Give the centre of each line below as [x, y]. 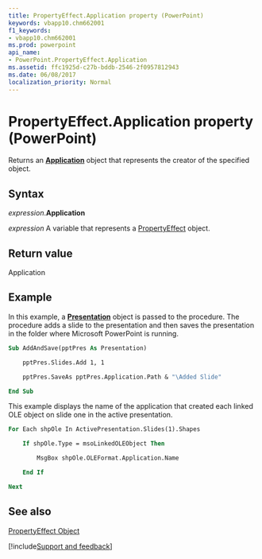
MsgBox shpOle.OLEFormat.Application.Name [108, 458]
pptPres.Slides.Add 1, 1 [64, 363]
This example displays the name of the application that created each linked [131, 406]
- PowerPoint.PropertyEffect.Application [78, 60]
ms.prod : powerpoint [42, 45]
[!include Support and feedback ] [60, 546]
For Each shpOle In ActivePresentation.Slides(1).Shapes [104, 429]
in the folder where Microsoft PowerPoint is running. [93, 333]
